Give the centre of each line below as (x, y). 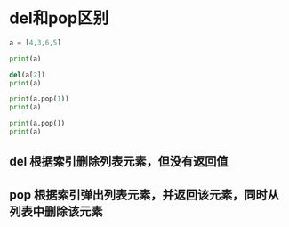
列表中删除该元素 (56, 211)
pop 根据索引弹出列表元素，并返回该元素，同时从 (144, 195)
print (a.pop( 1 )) (39, 99)
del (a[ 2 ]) (28, 75)
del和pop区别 (59, 18)
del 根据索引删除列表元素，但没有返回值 (119, 162)
